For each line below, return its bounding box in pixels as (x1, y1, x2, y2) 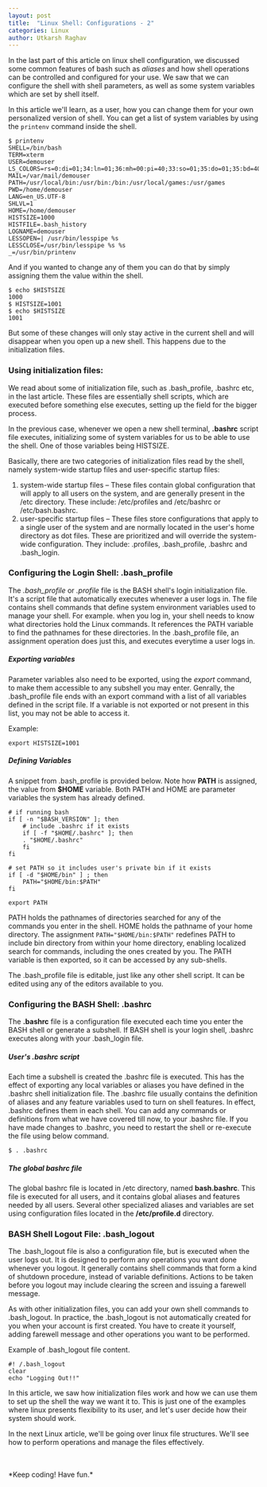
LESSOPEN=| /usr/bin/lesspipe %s (8, 235, 119, 243)
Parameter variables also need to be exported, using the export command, (8, 674, 252, 684)
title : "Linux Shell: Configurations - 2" (8, 19, 155, 27)
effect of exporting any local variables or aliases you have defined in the (8, 1080, 245, 1090)
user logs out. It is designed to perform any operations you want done (8, 1255, 237, 1265)
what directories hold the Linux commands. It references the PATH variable (8, 619, 254, 629)
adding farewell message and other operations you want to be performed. (8, 1329, 250, 1339)
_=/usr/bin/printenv (8, 248, 77, 257)
